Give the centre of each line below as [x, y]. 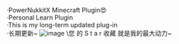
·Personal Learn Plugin [40, 17]
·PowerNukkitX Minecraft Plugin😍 [57, 10]
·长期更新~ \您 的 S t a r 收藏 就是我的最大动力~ [89, 33]
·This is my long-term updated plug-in [62, 25]
